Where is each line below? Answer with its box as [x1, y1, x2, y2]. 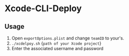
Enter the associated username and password [11, 46, 104, 51]
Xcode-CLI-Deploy [4, 3, 82, 14]
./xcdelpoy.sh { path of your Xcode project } [11, 40, 101, 46]
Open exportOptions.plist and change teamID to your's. [11, 35, 124, 41]
